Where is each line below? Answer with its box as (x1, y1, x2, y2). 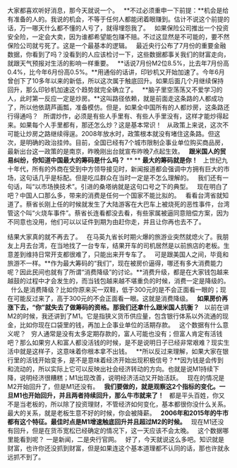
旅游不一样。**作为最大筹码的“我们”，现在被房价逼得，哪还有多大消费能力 (7, 259, 224, 267)
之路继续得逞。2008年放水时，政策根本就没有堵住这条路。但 (37, 130, 214, 137)
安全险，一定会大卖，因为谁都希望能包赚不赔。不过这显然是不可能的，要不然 (7, 32, 230, 41)
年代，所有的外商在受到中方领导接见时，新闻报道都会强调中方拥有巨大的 (13, 165, 224, 173)
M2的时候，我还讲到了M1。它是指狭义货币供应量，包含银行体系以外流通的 (7, 312, 223, 320)
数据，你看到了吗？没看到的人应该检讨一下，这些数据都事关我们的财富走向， (7, 50, 230, 58)
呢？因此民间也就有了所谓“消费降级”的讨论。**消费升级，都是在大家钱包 (7, 268, 217, 276)
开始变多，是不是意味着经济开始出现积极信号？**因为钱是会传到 (37, 356, 224, 364)
